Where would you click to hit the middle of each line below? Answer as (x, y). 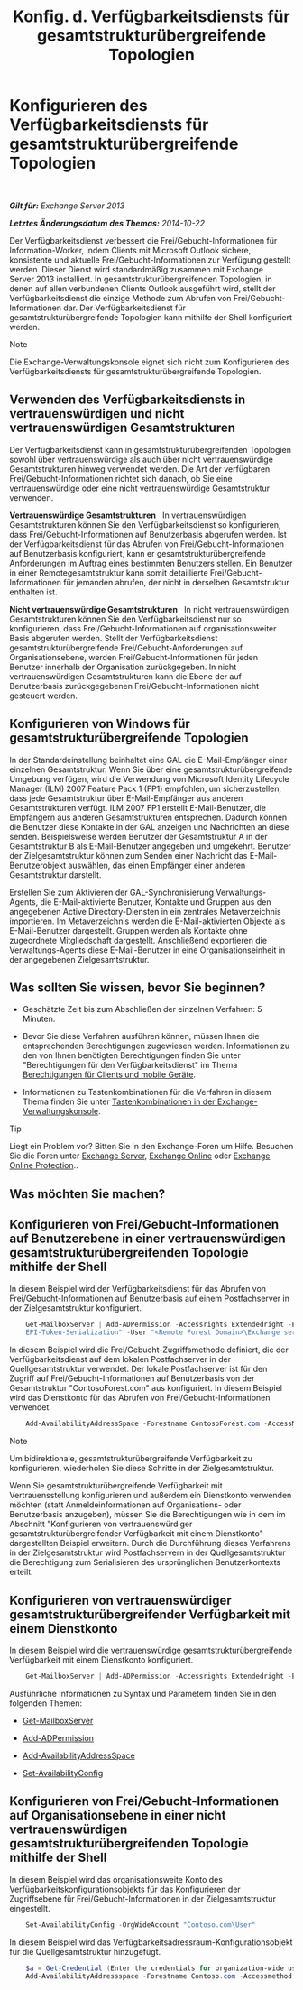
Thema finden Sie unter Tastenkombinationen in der (119, 1101)
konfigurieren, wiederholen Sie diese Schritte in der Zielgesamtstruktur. (142, 1469)
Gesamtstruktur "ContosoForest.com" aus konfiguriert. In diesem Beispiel (146, 1388)
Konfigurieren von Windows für (100, 724)
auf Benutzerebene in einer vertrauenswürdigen (147, 1239)
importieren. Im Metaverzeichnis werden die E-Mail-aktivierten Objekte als (147, 921)
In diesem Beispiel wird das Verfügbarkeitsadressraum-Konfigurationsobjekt (151, 1942)
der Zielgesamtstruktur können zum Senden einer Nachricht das (129, 855)
